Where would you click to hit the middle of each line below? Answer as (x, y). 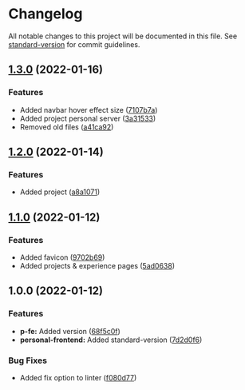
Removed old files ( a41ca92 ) (67, 127)
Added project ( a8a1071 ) (60, 192)
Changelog (45, 14)
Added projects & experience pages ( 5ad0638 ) (97, 266)
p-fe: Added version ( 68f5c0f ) (70, 331)
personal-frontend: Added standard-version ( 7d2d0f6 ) (111, 340)
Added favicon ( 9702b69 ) (62, 257)
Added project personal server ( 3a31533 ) (88, 118)
